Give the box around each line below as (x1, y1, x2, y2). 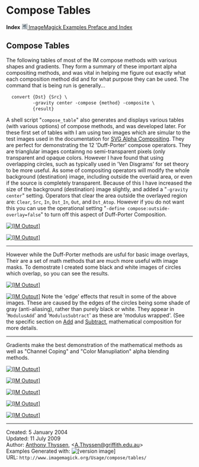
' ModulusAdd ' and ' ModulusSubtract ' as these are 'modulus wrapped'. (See (6, 312, 185, 319)
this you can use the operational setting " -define (6, 204, 126, 211)
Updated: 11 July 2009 (6, 434, 61, 442)
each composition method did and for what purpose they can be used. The (6, 75, 190, 82)
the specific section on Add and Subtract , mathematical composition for (6, 318, 182, 325)
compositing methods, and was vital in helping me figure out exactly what (6, 69, 186, 76)
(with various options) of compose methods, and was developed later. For (6, 122, 187, 129)
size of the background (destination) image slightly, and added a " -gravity (6, 185, 188, 193)
